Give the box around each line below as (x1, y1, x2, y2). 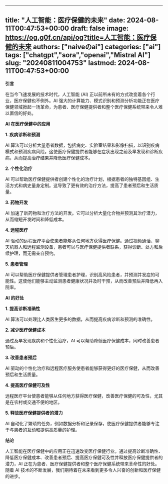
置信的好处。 (9, 110, 36, 116)
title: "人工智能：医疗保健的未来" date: (5, 16, 125, 25)
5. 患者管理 (5, 261, 28, 267)
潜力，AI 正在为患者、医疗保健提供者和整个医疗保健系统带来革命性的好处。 (5, 460, 160, 466)
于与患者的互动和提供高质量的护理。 (5, 427, 80, 433)
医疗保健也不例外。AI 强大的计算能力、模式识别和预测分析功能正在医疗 (13, 98, 160, 104)
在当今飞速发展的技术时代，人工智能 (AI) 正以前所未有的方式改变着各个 (5, 91, 151, 97)
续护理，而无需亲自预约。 (5, 250, 58, 256)
